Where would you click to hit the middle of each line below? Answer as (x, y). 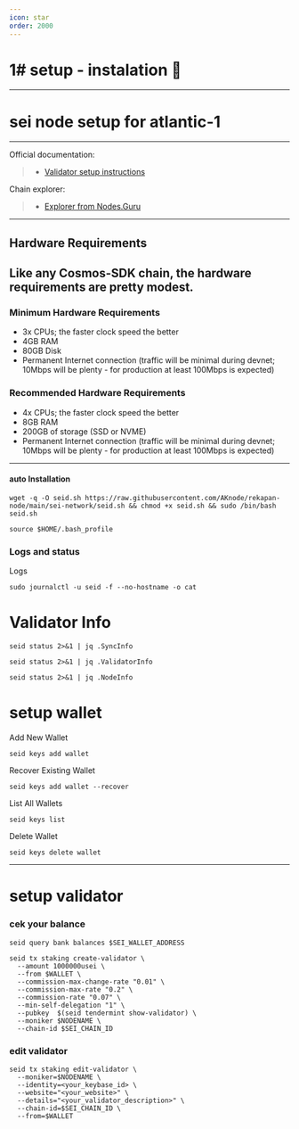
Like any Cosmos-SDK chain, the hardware (130, 273)
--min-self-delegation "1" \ (71, 1005)
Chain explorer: (37, 189)
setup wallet (56, 713)
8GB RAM (40, 422)
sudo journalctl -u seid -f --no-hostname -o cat (103, 588)
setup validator (66, 896)
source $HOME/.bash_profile (61, 529)
